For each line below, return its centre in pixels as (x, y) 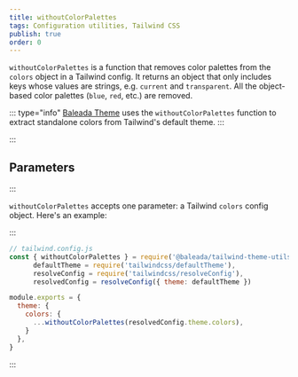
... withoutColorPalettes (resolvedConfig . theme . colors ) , (138, 323)
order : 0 (25, 42)
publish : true (35, 34)
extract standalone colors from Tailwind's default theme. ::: (117, 122)
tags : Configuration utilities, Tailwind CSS (94, 26)
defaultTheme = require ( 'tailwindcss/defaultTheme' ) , (134, 265)
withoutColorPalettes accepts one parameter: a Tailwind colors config (139, 206)
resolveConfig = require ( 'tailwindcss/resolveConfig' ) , (138, 273)
